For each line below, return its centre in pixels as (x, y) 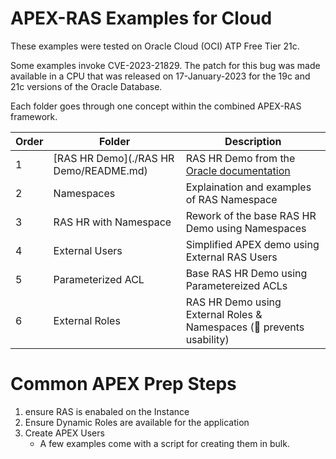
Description (253, 141)
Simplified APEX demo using (252, 244)
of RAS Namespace (231, 199)
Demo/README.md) (100, 170)
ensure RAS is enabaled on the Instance (107, 411)
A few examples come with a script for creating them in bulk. (164, 443)
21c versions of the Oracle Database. (86, 86)
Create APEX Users (64, 433)
